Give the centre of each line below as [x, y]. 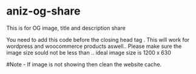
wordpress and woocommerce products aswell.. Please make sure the [94, 46]
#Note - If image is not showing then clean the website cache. [84, 64]
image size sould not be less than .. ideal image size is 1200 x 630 [89, 52]
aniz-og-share [43, 11]
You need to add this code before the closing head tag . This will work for [98, 39]
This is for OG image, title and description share [66, 28]
